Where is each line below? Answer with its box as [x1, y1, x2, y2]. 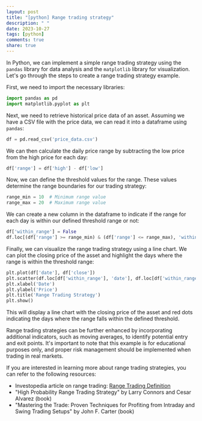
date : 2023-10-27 [6, 25, 50, 32]
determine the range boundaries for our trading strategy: [6, 182, 147, 190]
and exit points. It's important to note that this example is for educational [6, 340, 186, 347]
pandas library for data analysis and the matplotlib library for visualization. [6, 65, 191, 72]
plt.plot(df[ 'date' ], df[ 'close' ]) [6, 270, 96, 276]
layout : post [6, 8, 39, 15]
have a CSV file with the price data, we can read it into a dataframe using [6, 118, 188, 125]
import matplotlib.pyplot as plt [6, 101, 90, 107]
